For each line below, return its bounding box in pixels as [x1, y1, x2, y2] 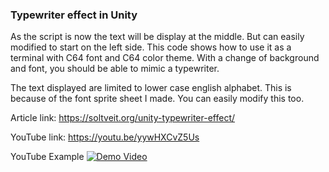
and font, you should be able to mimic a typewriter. [10, 63, 220, 75]
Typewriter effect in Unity [10, 8, 138, 22]
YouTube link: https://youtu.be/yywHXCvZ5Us [10, 131, 200, 143]
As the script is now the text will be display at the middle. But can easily [10, 31, 305, 43]
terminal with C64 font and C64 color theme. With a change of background [10, 52, 320, 64]
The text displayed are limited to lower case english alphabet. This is [10, 82, 292, 94]
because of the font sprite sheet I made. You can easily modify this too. [10, 93, 305, 105]
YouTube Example [10, 151, 85, 163]
